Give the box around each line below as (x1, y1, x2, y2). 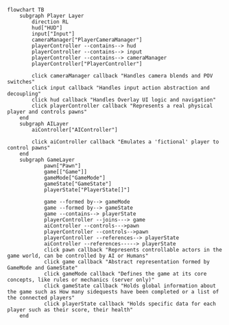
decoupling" (7, 91, 41, 97)
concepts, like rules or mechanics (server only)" (7, 276, 155, 283)
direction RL (32, 19, 69, 25)
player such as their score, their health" (7, 306, 134, 313)
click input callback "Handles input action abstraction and (32, 84, 210, 91)
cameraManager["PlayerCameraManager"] (32, 36, 143, 43)
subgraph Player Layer (19, 12, 84, 19)
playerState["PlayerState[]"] (43, 186, 130, 193)
